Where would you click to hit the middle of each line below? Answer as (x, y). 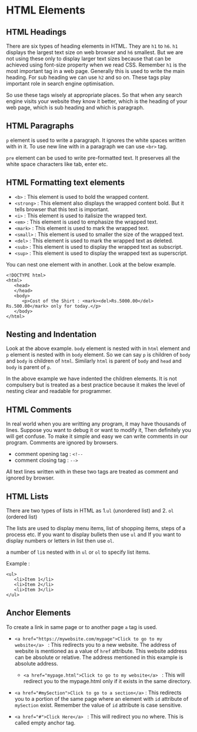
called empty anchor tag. (45, 723)
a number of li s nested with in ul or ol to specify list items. (78, 552)
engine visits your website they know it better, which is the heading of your (97, 101)
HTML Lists (27, 496)
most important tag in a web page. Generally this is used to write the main (96, 71)
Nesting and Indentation (51, 335)
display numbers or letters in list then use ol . (60, 541)
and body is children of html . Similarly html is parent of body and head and (94, 361)
